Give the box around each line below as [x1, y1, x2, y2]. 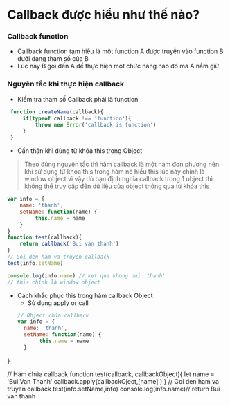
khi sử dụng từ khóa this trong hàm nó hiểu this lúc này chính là [24, 167, 205, 176]
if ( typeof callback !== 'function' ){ [22, 115, 132, 122]
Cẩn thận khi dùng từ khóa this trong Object [17, 147, 143, 155]
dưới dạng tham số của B [17, 55, 89, 63]
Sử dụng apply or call [27, 298, 89, 307]
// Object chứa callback [17, 312, 89, 319]
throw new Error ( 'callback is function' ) [35, 121, 157, 128]
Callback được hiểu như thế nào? [7, 7, 200, 23]
